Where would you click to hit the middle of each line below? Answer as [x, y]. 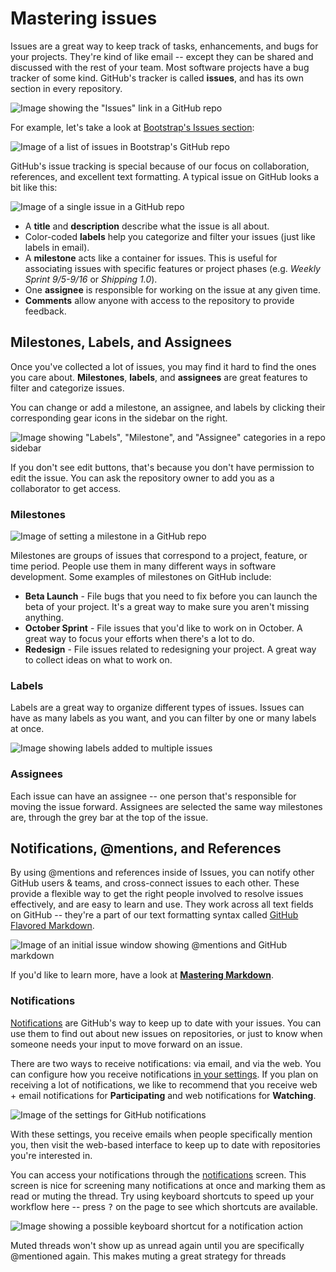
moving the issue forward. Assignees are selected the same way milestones [166, 806]
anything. [44, 618]
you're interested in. [51, 1155]
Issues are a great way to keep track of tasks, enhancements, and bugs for [164, 46]
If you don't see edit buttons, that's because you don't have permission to [162, 467]
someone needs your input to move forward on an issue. [126, 1044]
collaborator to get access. [66, 488]
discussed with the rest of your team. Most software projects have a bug [160, 67]
